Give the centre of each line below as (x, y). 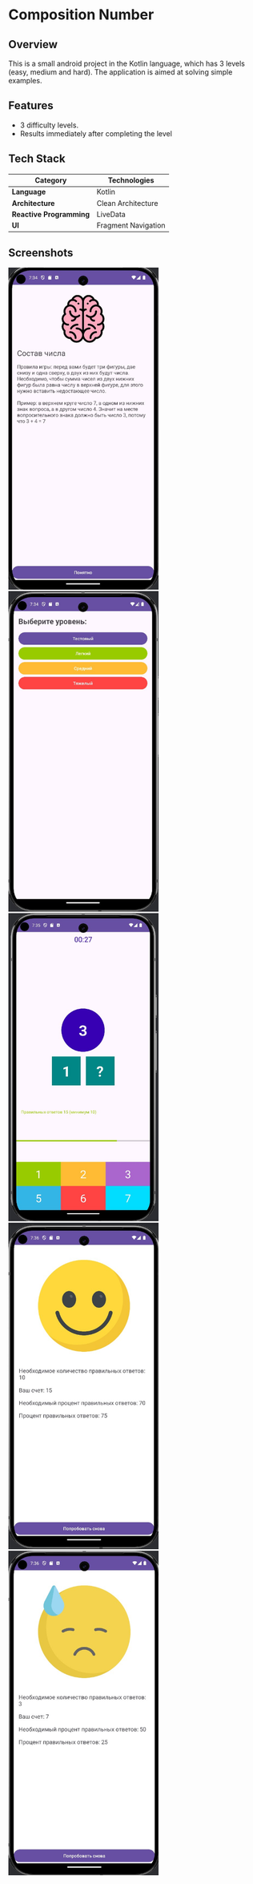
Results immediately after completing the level (96, 133)
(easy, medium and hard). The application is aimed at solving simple (120, 72)
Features (31, 106)
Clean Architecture (127, 203)
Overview (33, 44)
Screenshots (41, 253)
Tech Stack (37, 159)
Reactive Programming (51, 214)
